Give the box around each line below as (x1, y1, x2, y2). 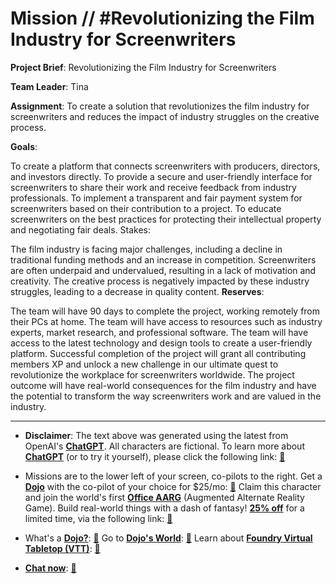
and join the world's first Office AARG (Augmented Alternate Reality (24, 491, 305, 503)
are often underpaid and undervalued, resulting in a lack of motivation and (10, 264, 317, 276)
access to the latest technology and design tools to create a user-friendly (10, 337, 313, 349)
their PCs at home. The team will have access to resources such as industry (10, 315, 323, 327)
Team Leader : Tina (10, 80, 89, 92)
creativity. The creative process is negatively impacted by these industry (10, 275, 310, 287)
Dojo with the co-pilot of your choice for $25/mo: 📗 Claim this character (24, 480, 322, 492)
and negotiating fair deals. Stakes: (10, 223, 152, 236)
